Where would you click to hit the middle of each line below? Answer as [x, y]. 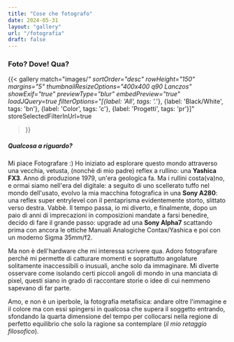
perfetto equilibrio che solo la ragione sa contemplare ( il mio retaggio [107, 324]
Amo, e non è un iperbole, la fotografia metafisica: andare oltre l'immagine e [117, 302]
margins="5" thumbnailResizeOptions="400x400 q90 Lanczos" [100, 87]
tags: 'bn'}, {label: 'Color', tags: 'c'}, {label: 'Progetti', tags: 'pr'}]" [101, 109]
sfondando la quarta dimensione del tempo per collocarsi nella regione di [113, 317]
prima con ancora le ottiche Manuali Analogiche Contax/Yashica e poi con [114, 230]
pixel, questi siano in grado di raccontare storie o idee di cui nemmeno [109, 281]
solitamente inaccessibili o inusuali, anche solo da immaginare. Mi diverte [114, 266]
